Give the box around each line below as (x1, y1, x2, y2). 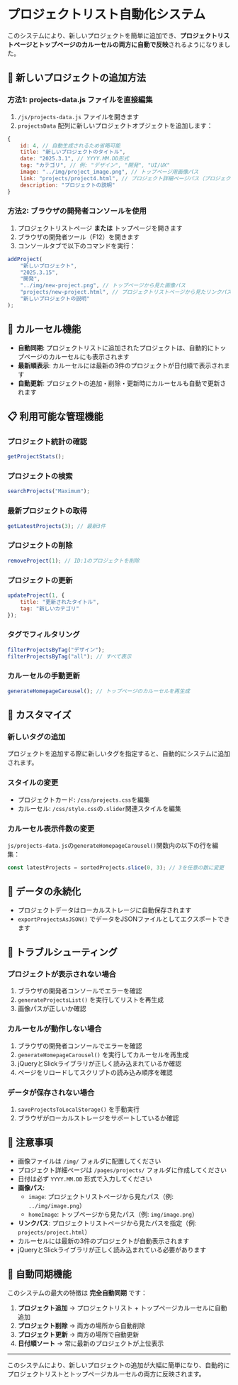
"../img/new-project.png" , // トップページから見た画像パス (20, 282, 186, 289)
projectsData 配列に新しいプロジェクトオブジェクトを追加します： (17, 121, 213, 130)
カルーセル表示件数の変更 (7, 824, 95, 834)
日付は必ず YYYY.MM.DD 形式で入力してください (17, 1174, 152, 1183)
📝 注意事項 (7, 1137, 53, 1149)
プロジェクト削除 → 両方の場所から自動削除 (17, 1321, 146, 1330)
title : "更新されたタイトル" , (20, 598, 100, 605)
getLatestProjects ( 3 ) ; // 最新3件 (7, 522, 106, 529)
